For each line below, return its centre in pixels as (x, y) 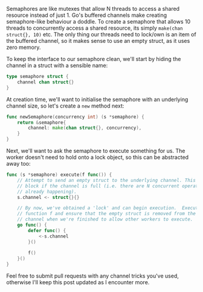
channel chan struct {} (46, 82)
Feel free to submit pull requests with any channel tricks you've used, (93, 276)
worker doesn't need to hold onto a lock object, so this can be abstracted (98, 157)
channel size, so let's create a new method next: (65, 106)
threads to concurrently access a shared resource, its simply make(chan (95, 28)
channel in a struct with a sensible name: (57, 65)
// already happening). (47, 192)
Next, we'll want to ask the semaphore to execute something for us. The (96, 151)
